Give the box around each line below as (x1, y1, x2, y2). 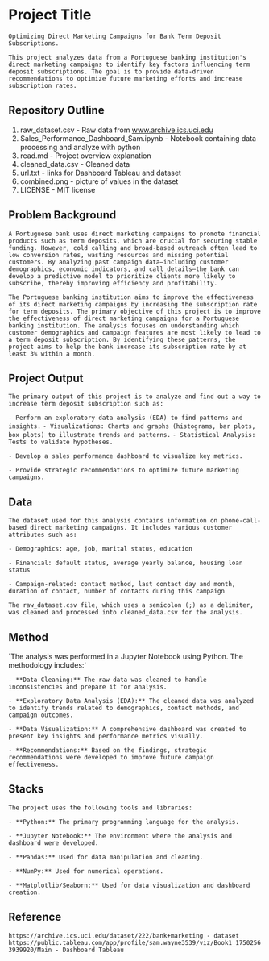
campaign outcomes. (8, 711, 74, 719)
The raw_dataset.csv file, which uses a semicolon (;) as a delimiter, (8, 601, 254, 609)
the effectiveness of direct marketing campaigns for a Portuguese (8, 314, 240, 322)
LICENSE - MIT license (19, 185, 96, 194)
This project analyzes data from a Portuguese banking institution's (8, 53, 247, 61)
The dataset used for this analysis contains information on (8, 517, 218, 525)
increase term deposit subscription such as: (8, 400, 163, 408)
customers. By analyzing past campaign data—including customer (8, 258, 229, 266)
